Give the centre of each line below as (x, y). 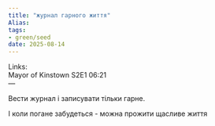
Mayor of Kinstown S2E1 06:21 (57, 75)
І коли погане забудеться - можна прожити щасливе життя (108, 113)
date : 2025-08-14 (37, 45)
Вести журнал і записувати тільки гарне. (77, 99)
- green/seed (30, 37)
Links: (18, 67)
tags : (17, 30)
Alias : (19, 23)
